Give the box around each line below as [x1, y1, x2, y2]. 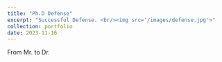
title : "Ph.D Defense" [7, 10, 73, 17]
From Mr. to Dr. [7, 48, 50, 56]
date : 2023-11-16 [7, 29, 58, 37]
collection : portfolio [7, 23, 73, 30]
